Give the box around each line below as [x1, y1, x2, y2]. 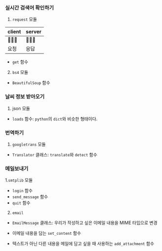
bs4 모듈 [12, 70, 28, 75]
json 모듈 [12, 105, 30, 111]
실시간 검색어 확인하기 [5, 4, 54, 11]
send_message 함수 [12, 194, 48, 200]
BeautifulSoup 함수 [12, 80, 51, 86]
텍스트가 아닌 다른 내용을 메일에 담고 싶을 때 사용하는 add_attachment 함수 [12, 241, 155, 247]
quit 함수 [12, 200, 31, 206]
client [7, 28, 21, 35]
